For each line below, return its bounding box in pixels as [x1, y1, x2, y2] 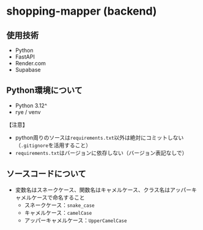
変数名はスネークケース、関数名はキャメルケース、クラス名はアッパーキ [15, 186, 197, 193]
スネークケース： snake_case [24, 201, 95, 209]
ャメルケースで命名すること [15, 193, 86, 201]
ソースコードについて [6, 169, 87, 179]
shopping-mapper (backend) [6, 4, 157, 18]
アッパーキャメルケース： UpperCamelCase [24, 217, 127, 224]
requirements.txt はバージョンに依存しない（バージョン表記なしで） [15, 149, 188, 156]
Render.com [15, 60, 46, 66]
